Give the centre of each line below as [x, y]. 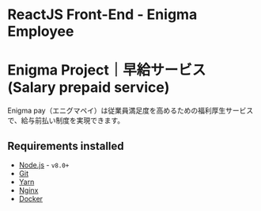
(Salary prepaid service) [89, 88]
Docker [31, 198]
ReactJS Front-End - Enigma [102, 15]
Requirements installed [66, 146]
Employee [41, 31]
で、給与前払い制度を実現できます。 [66, 121]
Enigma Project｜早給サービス [107, 70]
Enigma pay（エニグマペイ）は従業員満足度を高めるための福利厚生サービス [130, 111]
